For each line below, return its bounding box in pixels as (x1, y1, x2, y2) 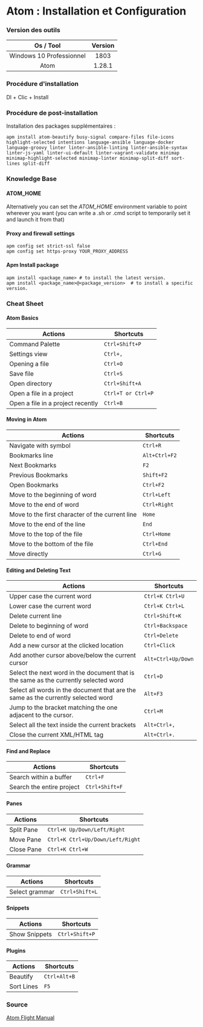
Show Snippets (9, 930, 53, 938)
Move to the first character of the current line (9, 510, 137, 518)
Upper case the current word (9, 592, 92, 601)
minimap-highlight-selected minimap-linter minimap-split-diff (6, 156, 169, 162)
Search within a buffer (9, 773, 72, 782)
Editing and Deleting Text (6, 566, 71, 573)
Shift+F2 (143, 471, 168, 478)
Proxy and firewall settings (6, 230, 75, 237)
